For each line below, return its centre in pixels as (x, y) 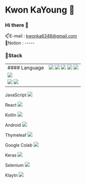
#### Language (26, 68)
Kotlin (11, 115)
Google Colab (19, 145)
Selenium (14, 165)
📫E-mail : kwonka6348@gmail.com (41, 36)
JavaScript (16, 95)
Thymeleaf (16, 135)
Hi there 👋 (17, 25)
